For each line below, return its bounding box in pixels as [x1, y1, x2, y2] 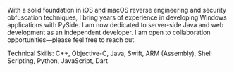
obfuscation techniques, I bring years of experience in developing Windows [7, 13, 227, 22]
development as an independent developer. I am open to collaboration [7, 28, 211, 36]
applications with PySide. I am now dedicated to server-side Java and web [7, 21, 224, 29]
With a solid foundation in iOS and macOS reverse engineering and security [7, 6, 227, 14]
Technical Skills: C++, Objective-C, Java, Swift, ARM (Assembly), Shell [7, 49, 213, 57]
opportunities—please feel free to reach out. [7, 36, 136, 44]
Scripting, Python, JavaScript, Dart [7, 57, 108, 65]
